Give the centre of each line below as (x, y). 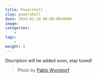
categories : (17, 28)
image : (12, 23)
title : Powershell (24, 10)
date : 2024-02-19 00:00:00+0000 (38, 19)
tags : (11, 38)
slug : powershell (23, 14)
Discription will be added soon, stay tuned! (49, 60)
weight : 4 (15, 46)
